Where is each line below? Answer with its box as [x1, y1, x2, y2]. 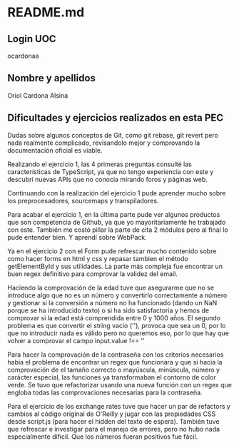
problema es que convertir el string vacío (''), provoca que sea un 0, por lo [7, 321, 226, 330]
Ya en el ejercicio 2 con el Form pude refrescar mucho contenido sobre [7, 247, 217, 255]
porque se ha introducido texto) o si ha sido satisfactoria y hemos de [7, 306, 209, 315]
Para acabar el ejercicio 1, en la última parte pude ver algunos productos [7, 210, 220, 218]
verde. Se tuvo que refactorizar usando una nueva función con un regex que [7, 380, 232, 389]
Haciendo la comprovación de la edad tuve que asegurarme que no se [7, 283, 215, 292]
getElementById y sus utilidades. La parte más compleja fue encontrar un [7, 262, 223, 270]
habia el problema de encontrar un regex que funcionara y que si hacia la [7, 357, 223, 366]
